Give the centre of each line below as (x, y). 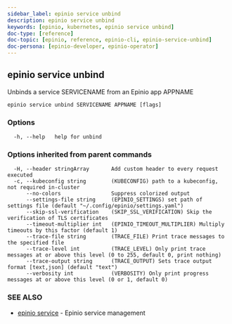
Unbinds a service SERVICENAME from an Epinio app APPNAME (101, 91)
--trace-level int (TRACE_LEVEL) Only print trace (116, 249)
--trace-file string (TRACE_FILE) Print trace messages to (125, 237)
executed (20, 175)
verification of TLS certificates (58, 219)
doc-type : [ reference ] (40, 33)
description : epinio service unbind (61, 20)
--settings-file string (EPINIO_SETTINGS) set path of (114, 200)
